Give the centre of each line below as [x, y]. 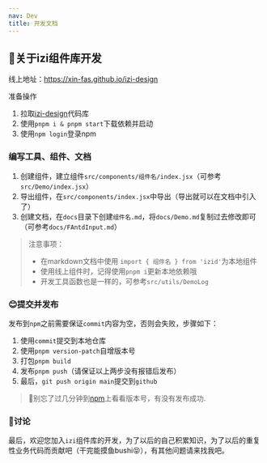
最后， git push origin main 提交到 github [89, 380]
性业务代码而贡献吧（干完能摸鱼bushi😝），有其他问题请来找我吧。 [119, 451]
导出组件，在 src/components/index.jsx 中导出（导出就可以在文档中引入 [138, 196]
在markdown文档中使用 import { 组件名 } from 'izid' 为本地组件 [148, 261]
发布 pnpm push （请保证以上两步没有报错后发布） [100, 371]
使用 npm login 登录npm [58, 134]
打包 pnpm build [45, 360]
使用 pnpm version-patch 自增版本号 [78, 350]
